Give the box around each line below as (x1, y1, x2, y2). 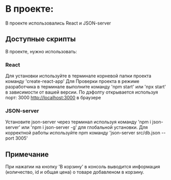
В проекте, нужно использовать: (5, 48, 77, 54)
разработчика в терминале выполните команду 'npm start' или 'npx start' (5, 84, 166, 90)
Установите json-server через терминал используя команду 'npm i (5, 119, 151, 125)
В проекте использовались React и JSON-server (5, 20, 111, 26)
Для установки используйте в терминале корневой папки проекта (5, 73, 151, 79)
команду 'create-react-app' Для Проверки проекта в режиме (5, 78, 140, 84)
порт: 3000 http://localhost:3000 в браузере (5, 95, 101, 101)
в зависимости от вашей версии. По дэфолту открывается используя (5, 89, 158, 95)
